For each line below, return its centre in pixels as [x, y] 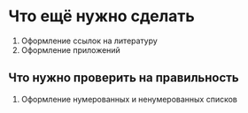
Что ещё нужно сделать [102, 16]
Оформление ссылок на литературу [89, 41]
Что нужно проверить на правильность [124, 78]
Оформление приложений [70, 49]
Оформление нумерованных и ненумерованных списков [129, 99]
